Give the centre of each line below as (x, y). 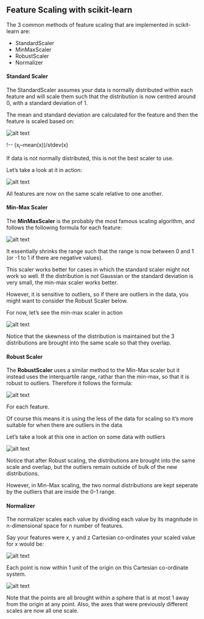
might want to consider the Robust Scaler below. (67, 301)
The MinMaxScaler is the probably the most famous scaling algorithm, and (100, 221)
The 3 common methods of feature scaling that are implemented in (90, 24)
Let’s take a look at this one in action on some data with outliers (86, 437)
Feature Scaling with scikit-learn (69, 10)
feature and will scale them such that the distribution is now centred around (101, 96)
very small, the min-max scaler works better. (62, 282)
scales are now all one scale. (43, 611)
